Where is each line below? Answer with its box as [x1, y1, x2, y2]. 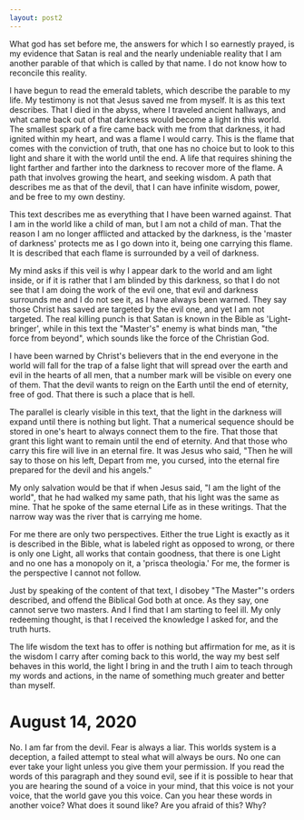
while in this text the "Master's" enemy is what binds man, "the [42, 323, 278, 334]
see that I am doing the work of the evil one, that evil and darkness [9, 284, 259, 295]
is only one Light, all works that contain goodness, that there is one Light [9, 547, 281, 559]
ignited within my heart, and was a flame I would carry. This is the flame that [9, 133, 295, 144]
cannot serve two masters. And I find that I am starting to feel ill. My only [9, 604, 281, 615]
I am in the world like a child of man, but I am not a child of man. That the [9, 218, 282, 229]
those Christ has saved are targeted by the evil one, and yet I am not [9, 304, 265, 315]
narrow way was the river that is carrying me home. [9, 511, 202, 522]
